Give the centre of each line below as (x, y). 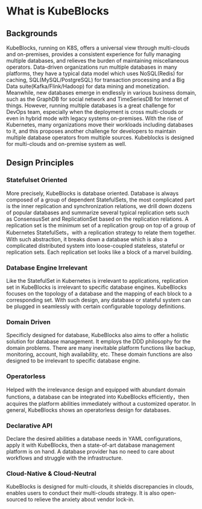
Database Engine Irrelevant (47, 268)
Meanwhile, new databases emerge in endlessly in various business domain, (101, 93)
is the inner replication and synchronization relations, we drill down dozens (99, 206)
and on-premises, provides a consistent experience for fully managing (93, 54)
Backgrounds (32, 33)
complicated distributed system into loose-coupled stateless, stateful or (96, 245)
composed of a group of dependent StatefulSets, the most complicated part (100, 200)
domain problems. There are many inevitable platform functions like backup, (101, 348)
